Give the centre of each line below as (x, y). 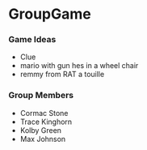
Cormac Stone (44, 113)
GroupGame (50, 14)
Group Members (41, 96)
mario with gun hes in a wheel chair (79, 66)
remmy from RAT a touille (62, 75)
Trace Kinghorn (46, 122)
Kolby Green (41, 130)
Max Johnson (43, 139)
